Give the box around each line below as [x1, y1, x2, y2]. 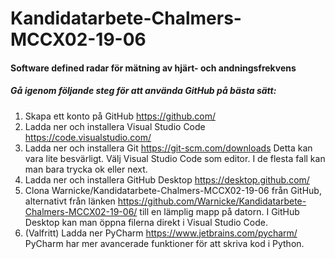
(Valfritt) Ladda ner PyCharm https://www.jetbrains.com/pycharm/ [24, 227, 298, 239]
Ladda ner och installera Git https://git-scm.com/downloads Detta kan [24, 142, 313, 154]
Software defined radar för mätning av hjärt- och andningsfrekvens [10, 62, 297, 74]
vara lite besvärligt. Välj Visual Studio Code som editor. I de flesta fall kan [24, 152, 326, 164]
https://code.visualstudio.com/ [24, 131, 152, 143]
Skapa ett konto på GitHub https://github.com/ [24, 110, 216, 122]
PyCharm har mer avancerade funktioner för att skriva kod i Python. [24, 237, 305, 249]
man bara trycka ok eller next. [24, 163, 148, 175]
